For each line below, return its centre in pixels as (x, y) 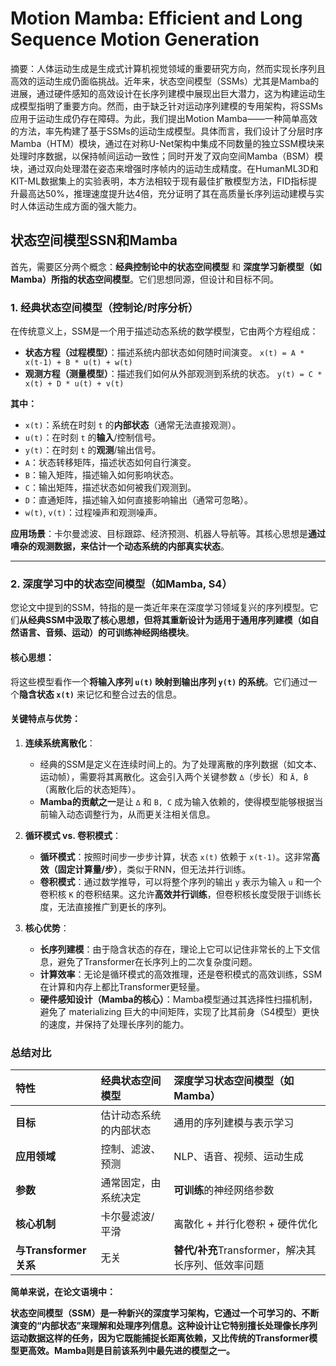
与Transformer (51, 1250)
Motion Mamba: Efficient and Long (156, 18)
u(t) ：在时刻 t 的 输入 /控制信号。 (93, 438)
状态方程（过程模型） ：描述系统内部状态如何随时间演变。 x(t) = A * (164, 353)
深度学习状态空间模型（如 (234, 1081)
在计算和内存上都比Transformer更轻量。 (122, 986)
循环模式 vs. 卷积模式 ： (73, 835)
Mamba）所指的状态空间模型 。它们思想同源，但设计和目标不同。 (145, 279)
